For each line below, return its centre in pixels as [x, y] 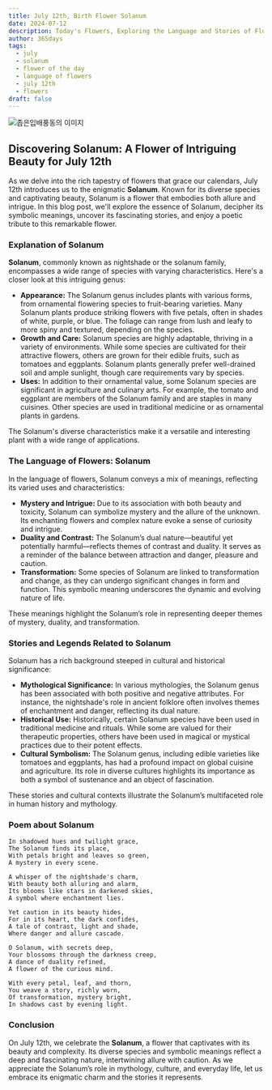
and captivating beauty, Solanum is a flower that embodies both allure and [132, 198]
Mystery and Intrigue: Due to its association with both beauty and [131, 503]
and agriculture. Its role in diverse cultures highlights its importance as [137, 771]
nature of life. [42, 598]
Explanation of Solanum [56, 245]
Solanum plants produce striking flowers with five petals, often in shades [141, 313]
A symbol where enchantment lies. [67, 898]
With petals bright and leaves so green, [79, 856]
